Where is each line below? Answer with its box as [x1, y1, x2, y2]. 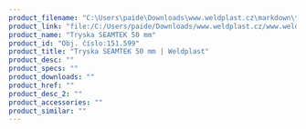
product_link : [8, 22, 63, 31]
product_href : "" [8, 81, 75, 90]
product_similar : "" [8, 106, 88, 115]
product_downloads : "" [8, 73, 95, 82]
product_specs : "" [8, 64, 79, 74]
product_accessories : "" [8, 97, 103, 107]
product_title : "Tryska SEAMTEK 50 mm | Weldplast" [8, 47, 209, 56]
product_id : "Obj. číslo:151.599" [8, 38, 141, 48]
